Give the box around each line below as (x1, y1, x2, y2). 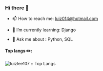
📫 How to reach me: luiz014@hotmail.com (12, 16, 99, 21)
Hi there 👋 (5, 4, 29, 11)
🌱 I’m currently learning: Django (12, 27, 76, 33)
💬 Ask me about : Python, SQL (12, 36, 73, 42)
